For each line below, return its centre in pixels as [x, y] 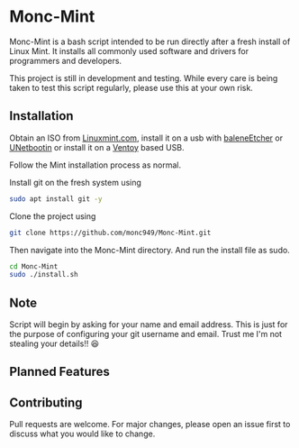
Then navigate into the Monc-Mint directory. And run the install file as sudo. [149, 250]
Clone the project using [53, 216]
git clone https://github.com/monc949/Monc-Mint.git [110, 233]
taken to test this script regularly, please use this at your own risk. [131, 87]
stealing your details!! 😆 [54, 343]
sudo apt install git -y [56, 199]
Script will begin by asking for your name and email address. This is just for [149, 325]
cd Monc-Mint [34, 266]
